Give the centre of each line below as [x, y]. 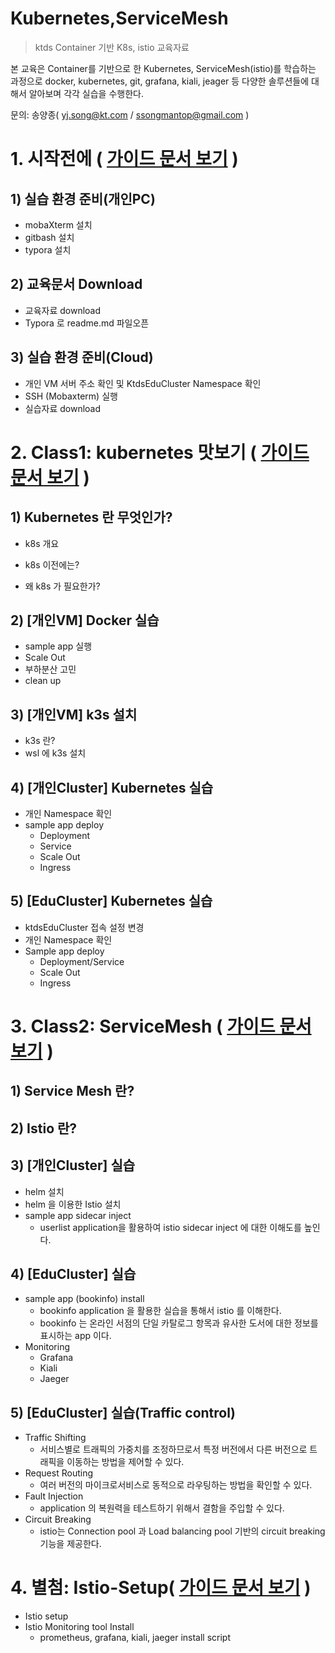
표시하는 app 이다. [75, 1336]
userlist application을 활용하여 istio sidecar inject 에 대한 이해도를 [170, 1227]
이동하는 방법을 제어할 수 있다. [125, 1462]
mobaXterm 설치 [58, 224]
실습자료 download [63, 408]
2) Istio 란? [44, 1128]
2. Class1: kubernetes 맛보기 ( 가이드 [160, 452]
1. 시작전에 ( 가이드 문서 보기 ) [124, 159]
